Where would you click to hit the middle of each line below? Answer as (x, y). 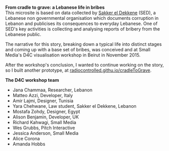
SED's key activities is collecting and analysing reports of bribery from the (83, 29)
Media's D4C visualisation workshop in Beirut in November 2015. (73, 55)
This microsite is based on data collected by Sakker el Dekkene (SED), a (80, 13)
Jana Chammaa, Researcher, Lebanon (53, 90)
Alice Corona (26, 139)
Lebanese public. (23, 34)
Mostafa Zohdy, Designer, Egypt (46, 112)
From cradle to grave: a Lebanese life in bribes (55, 7)
